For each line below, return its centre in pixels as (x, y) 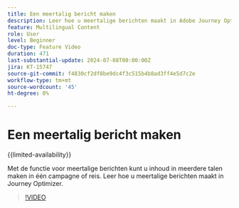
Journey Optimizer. (36, 184)
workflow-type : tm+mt (39, 80)
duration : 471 (28, 54)
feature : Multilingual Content (54, 27)
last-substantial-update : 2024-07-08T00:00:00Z (79, 61)
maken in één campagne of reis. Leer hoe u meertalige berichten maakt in (116, 176)
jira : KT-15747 (30, 67)
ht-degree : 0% (28, 93)
